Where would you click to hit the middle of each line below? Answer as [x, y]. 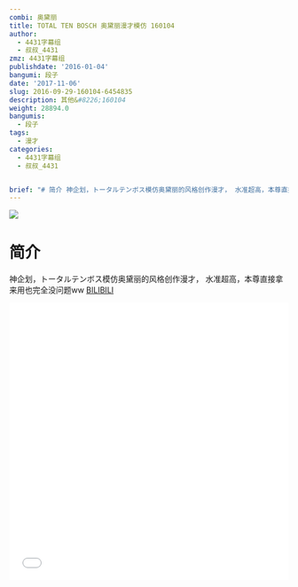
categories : [31, 149]
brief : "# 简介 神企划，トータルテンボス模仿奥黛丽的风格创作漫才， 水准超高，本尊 [145, 190]
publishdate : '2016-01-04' [59, 67]
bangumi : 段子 [34, 75]
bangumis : [27, 116]
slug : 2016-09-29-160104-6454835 [71, 91]
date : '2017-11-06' [45, 83]
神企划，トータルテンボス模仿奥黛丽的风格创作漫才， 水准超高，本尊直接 [142, 279]
